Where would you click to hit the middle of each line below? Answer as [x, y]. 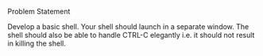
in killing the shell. [37, 43]
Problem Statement [39, 11]
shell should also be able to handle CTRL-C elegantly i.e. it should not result [131, 35]
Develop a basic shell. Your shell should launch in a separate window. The [128, 26]
